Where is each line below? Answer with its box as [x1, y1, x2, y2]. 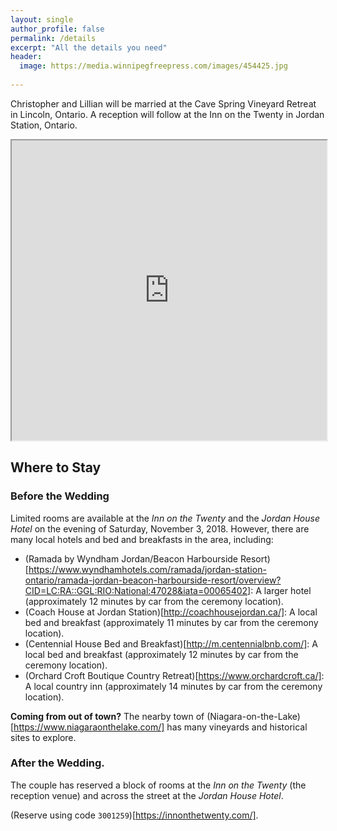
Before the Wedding [10, 489, 110, 503]
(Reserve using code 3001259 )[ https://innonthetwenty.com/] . [10, 809, 259, 821]
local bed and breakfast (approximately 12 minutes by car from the [24, 648, 299, 660]
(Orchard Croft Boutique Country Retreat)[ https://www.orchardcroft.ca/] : [24, 669, 325, 681]
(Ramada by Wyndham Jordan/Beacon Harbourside [24, 552, 239, 565]
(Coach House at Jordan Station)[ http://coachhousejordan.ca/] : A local [24, 606, 318, 618]
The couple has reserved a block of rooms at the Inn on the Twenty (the [10, 779, 307, 791]
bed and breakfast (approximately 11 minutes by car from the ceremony [24, 616, 319, 628]
